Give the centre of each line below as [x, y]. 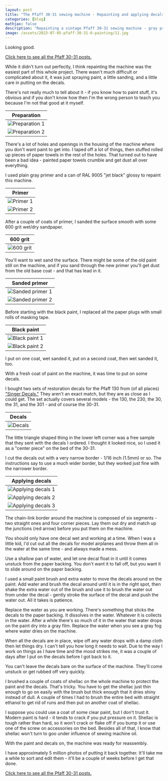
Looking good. [20, 47]
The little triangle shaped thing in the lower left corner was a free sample [80, 437]
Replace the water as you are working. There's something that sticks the [80, 610]
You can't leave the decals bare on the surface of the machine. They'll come [84, 666]
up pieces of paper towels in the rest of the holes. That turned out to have [81, 155]
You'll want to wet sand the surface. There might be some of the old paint [81, 260]
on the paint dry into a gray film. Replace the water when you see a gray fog [83, 626]
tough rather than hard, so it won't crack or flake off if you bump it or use [80, 723]
